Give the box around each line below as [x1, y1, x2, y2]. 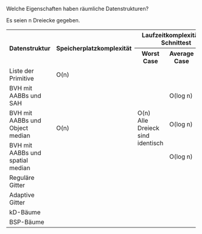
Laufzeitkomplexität [141, 31, 200, 39]
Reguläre [9, 174, 35, 182]
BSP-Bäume [9, 218, 44, 226]
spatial [9, 156, 28, 164]
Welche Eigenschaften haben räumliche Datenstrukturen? [6, 5, 149, 12]
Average [169, 49, 194, 58]
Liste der [9, 67, 34, 75]
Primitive [9, 75, 34, 82]
